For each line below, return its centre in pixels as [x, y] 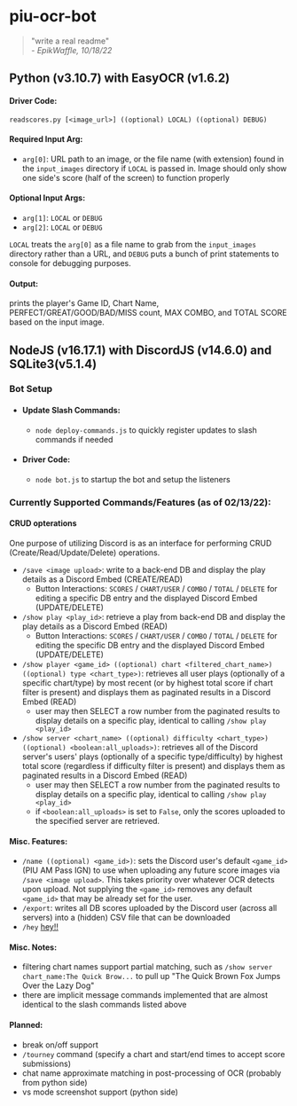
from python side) [55, 1082]
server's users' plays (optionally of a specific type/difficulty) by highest [152, 757]
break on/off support [60, 1045]
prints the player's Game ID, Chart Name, [84, 303]
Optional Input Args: [47, 198]
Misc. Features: [39, 841]
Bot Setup [31, 389]
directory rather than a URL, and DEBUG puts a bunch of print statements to [144, 254]
